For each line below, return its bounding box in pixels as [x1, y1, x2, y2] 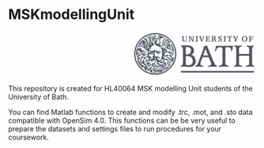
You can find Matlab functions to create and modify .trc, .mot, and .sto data [8, 108, 253, 117]
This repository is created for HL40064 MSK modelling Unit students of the [8, 84, 253, 94]
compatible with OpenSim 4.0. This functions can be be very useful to [8, 116, 236, 125]
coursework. [8, 132, 50, 142]
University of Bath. [8, 92, 69, 102]
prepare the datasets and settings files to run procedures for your [8, 124, 222, 134]
